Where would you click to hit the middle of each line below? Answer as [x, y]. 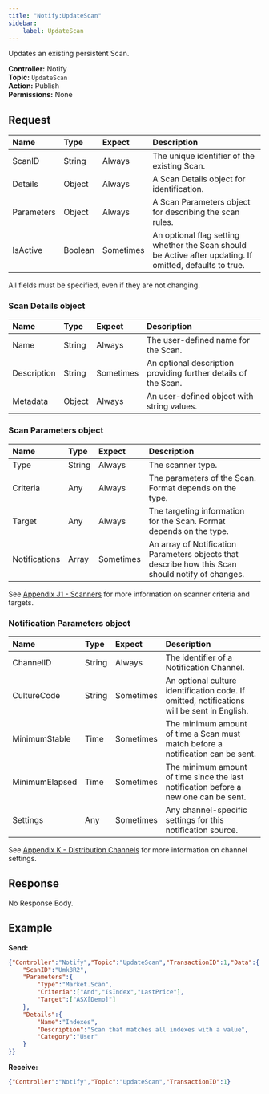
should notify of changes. [197, 574]
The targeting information [197, 510]
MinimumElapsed [45, 782]
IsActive [28, 250]
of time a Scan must [203, 734]
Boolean [79, 250]
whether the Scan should [199, 246]
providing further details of [197, 373]
